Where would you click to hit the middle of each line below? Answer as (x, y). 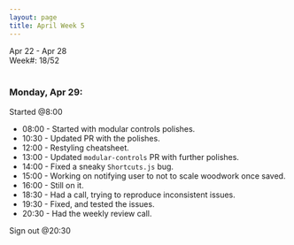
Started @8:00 (36, 111)
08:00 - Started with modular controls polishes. (108, 128)
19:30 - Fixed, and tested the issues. (88, 203)
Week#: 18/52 (35, 60)
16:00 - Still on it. (53, 185)
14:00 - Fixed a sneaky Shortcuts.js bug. (98, 166)
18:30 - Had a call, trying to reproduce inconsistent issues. (129, 195)
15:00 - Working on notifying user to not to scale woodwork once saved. (154, 176)
